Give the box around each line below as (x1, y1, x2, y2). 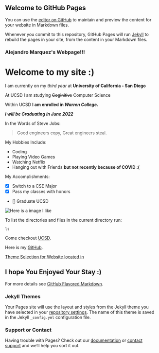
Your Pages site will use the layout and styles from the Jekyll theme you (5, 304, 149, 310)
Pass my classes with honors (12, 188, 71, 194)
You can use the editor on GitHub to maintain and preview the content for (5, 17, 152, 22)
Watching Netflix (12, 159, 46, 165)
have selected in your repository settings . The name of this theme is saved (5, 309, 155, 315)
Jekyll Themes (5, 293, 41, 300)
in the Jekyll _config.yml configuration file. (5, 314, 91, 320)
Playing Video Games (12, 154, 55, 159)
